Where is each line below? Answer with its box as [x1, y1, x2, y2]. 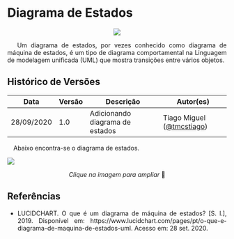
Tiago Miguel [162, 113, 206, 123]
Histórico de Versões [7, 76, 101, 88]
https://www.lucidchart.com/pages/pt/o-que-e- [90, 216, 227, 224]
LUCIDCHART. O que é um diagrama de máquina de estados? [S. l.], [17, 209, 227, 217]
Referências [7, 190, 61, 203]
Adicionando [89, 108, 132, 118]
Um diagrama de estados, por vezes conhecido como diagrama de [17, 40, 227, 49]
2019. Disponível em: [17, 216, 85, 224]
